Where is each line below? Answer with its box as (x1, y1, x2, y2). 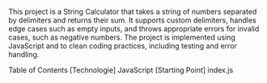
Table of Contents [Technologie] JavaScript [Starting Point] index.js (8, 65, 234, 75)
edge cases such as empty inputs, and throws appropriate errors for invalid (8, 24, 260, 33)
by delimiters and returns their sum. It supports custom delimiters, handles (8, 15, 256, 25)
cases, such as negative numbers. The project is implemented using (8, 32, 236, 42)
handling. (8, 50, 40, 59)
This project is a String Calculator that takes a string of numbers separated (8, 7, 257, 16)
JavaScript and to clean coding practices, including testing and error (8, 41, 237, 51)
